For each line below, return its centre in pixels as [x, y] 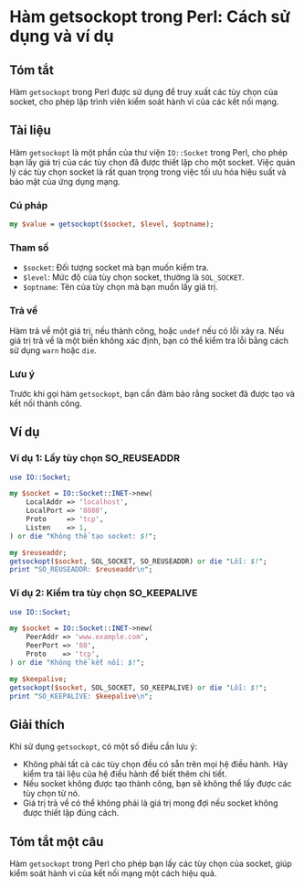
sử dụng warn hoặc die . [53, 350]
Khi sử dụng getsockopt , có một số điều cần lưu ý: [104, 746]
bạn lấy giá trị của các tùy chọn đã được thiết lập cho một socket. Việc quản [152, 162]
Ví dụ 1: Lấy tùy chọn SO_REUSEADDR [95, 458]
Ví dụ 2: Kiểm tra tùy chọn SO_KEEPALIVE [104, 594]
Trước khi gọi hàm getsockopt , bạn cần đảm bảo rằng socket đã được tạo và [152, 393]
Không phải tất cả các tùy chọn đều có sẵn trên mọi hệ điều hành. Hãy [155, 765]
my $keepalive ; [38, 679]
